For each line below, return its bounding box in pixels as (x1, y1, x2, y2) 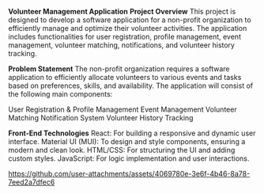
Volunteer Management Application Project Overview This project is (8, 7, 236, 16)
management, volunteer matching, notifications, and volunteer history (8, 40, 236, 50)
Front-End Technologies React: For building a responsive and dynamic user (8, 128, 256, 138)
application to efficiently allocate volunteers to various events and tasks (8, 73, 242, 82)
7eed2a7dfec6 (8, 177, 55, 187)
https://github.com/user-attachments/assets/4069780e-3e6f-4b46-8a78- (8, 169, 251, 178)
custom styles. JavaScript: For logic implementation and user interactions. (8, 154, 250, 163)
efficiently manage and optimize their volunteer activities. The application (8, 24, 247, 32)
